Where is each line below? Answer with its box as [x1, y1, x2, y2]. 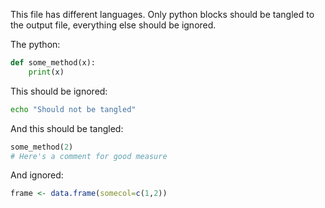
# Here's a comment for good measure [10, 151, 168, 161]
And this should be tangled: [10, 122, 124, 134]
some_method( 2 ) [10, 142, 74, 152]
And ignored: [10, 169, 64, 181]
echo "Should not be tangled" [10, 104, 137, 114]
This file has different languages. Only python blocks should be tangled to [10, 9, 315, 20]
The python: [10, 39, 61, 50]
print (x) [28, 67, 65, 77]
